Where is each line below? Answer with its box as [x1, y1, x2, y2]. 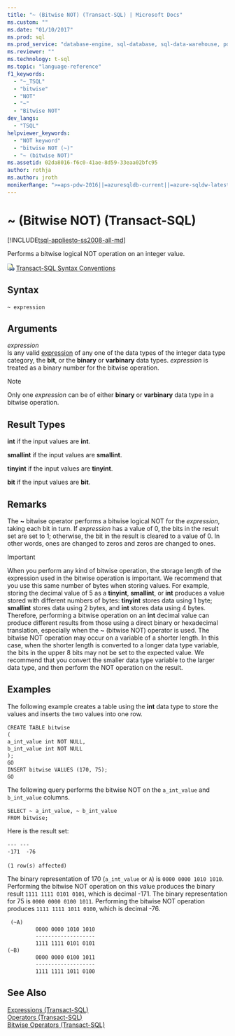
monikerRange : [7, 182, 49, 189]
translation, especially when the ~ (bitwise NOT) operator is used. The [7, 626, 210, 634]
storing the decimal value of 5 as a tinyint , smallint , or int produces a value [7, 588, 225, 597]
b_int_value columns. [7, 793, 70, 801]
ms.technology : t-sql [7, 56, 71, 63]
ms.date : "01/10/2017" [7, 26, 73, 33]
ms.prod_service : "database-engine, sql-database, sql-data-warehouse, [7, 41, 220, 48]
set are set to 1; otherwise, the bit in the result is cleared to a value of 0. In [7, 532, 220, 540]
